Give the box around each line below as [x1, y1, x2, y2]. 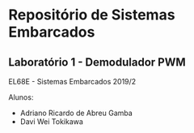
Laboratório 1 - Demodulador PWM [8, 55, 186, 69]
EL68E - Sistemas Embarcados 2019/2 [8, 77, 137, 86]
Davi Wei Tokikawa [19, 117, 83, 127]
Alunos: [8, 92, 34, 102]
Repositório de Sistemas [8, 6, 175, 24]
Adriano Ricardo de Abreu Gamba [19, 108, 133, 118]
